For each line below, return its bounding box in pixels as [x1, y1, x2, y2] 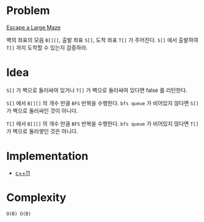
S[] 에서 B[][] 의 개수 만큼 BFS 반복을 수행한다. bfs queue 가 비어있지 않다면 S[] [6, 99, 199, 106]
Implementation [6, 150, 89, 163]
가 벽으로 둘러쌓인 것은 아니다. [6, 127, 78, 134]
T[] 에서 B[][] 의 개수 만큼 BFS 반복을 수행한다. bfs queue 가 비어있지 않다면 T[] [6, 120, 199, 127]
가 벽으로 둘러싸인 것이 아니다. [6, 107, 78, 114]
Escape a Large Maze [6, 24, 61, 31]
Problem [6, 4, 50, 18]
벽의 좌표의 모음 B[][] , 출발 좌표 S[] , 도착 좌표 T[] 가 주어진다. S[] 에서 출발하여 [6, 36, 199, 43]
